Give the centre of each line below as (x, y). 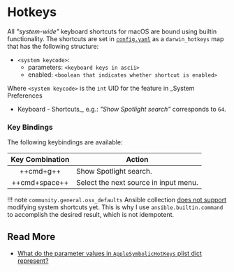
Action (137, 160)
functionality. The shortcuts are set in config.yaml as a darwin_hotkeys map (116, 38)
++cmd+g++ (40, 172)
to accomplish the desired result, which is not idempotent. (91, 215)
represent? (33, 261)
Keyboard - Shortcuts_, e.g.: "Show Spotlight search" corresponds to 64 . (122, 109)
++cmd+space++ (40, 183)
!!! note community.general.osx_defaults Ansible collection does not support (117, 200)
